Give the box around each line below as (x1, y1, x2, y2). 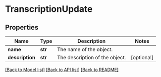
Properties (5, 23, 39, 32)
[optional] (130, 54, 154, 61)
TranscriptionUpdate (5, 3, 93, 15)
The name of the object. (56, 46, 113, 53)
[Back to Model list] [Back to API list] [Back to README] (5, 67, 119, 73)
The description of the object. (56, 54, 126, 61)
